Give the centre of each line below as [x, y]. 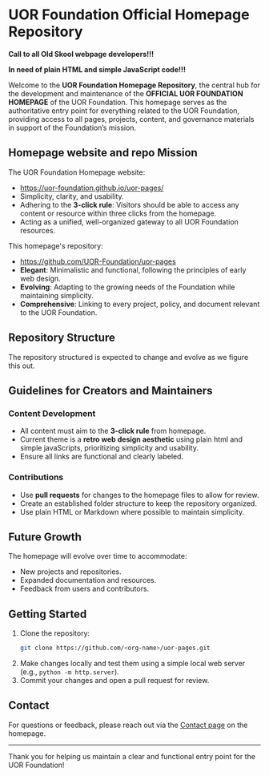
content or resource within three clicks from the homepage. [118, 213]
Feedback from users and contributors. [84, 589]
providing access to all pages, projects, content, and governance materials [131, 119]
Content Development [52, 413]
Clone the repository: [55, 633]
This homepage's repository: [56, 245]
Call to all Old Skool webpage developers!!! [81, 54]
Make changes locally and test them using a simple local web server [132, 664]
